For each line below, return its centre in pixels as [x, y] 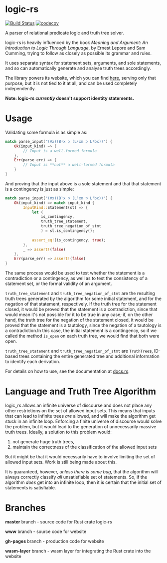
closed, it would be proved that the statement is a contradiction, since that [82, 309]
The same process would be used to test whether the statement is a [75, 273]
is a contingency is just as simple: [40, 189]
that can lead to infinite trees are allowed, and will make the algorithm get [81, 416]
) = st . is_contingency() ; [68, 231]
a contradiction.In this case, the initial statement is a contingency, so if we [81, 331]
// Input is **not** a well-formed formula [69, 165]
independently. [20, 88]
